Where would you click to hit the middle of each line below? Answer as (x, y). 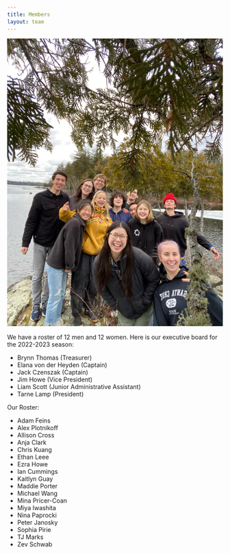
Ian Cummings (37, 471)
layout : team (26, 22)
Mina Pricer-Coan (42, 501)
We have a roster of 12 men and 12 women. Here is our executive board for (112, 337)
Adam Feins (34, 420)
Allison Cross (36, 435)
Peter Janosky (37, 522)
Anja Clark (31, 442)
